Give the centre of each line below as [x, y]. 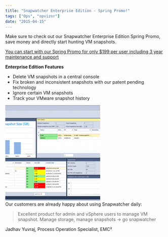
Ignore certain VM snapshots [43, 93]
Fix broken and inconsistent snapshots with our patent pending [78, 82]
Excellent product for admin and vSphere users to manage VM [82, 214]
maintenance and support [32, 57]
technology [24, 88]
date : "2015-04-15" [26, 21]
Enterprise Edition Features [35, 67]
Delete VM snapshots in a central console [56, 77]
